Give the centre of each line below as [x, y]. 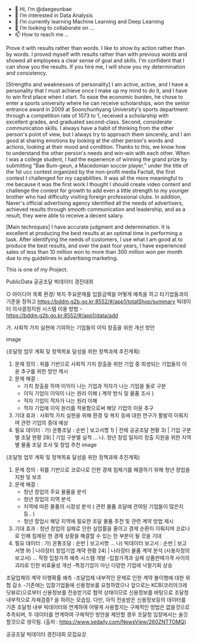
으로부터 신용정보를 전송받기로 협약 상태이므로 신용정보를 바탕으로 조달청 [106, 592]
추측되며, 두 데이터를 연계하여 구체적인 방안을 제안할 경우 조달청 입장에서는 [92, 614]
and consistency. [27, 73]
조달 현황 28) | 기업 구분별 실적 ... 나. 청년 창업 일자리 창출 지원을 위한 [101, 437]
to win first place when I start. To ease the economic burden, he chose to [95, 97]
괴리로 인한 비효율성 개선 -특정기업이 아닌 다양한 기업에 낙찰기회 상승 [94, 565]
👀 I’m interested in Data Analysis [54, 15]
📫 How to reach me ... [42, 34]
